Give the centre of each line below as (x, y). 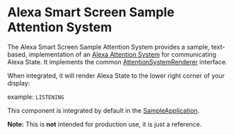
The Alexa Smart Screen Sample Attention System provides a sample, (109, 47)
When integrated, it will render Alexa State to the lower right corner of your (116, 76)
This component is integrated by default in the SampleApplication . (104, 110)
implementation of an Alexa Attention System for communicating (123, 54)
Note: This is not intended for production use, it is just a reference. (105, 124)
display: (19, 83)
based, (17, 54)
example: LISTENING (36, 97)
